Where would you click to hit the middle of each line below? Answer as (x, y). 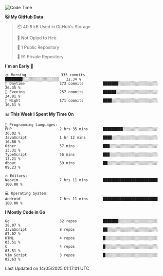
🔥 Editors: (16, 176)
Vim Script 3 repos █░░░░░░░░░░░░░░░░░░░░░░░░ (81, 255)
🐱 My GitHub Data (24, 17)
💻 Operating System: (27, 193)
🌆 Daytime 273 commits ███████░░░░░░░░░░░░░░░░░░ (81, 84)
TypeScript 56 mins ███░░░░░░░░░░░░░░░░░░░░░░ (81, 155)
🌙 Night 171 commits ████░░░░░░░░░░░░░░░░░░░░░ (81, 101)
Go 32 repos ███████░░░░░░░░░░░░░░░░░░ (81, 221)
